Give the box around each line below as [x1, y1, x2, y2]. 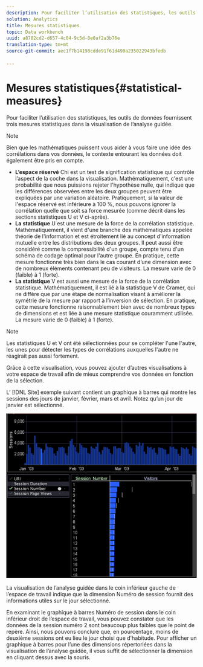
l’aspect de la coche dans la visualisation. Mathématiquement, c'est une [14, 175, 195, 182]
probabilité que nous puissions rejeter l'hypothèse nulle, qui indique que [14, 181, 195, 188]
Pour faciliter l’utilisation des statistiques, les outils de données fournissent [6, 114, 192, 121]
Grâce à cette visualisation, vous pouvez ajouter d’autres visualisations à [6, 364, 187, 371]
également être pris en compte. [6, 156, 85, 164]
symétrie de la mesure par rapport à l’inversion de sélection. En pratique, [14, 297, 196, 304]
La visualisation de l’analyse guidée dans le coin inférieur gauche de [6, 584, 176, 591]
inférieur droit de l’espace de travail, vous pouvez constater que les [6, 615, 174, 622]
